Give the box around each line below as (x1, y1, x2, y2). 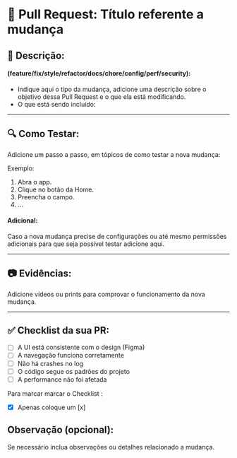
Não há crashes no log (17, 359, 83, 368)
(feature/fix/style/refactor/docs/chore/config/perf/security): (7, 69, 191, 78)
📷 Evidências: (7, 268, 72, 280)
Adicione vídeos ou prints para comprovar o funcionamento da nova (7, 290, 206, 298)
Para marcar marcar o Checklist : (7, 389, 104, 398)
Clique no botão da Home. (17, 185, 94, 194)
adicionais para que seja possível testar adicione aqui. (7, 240, 164, 248)
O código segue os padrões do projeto (17, 367, 130, 375)
